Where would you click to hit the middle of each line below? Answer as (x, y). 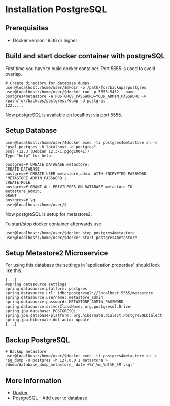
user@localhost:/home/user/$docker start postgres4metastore (71, 238)
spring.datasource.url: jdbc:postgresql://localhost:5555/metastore (79, 293)
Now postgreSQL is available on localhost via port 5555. (64, 115)
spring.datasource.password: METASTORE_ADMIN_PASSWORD (64, 302)
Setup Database (31, 131)
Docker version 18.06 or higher (45, 40)
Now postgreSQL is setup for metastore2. (49, 214)
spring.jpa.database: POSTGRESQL (41, 311)
